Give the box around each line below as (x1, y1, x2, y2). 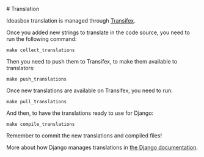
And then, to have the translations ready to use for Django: (6, 109, 154, 117)
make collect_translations (6, 47, 75, 53)
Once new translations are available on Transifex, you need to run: (6, 87, 173, 94)
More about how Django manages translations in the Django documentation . (6, 144, 199, 151)
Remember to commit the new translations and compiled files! (6, 132, 162, 139)
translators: (6, 64, 35, 71)
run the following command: (6, 35, 78, 42)
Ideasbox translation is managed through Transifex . (6, 17, 136, 24)
